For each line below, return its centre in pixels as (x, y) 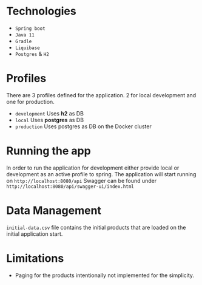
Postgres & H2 (32, 53)
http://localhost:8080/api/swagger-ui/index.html (70, 187)
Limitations (35, 258)
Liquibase (28, 48)
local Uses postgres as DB (49, 120)
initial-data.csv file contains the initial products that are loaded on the (96, 227)
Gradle (23, 41)
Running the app (49, 151)
